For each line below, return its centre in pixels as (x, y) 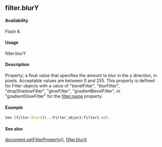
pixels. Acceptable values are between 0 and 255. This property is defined (80, 81)
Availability (17, 20)
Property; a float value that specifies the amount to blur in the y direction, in (81, 75)
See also (14, 128)
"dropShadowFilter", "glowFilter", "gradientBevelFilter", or (63, 91)
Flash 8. (13, 31)
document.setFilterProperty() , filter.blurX (46, 140)
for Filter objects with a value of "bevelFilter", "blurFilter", (62, 86)
